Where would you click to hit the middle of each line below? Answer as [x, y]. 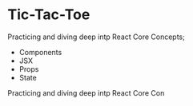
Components [40, 52]
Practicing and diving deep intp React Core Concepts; [96, 37]
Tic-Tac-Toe [49, 15]
